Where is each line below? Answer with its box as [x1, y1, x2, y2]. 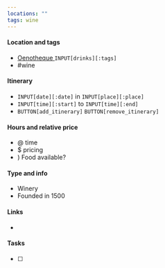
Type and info [7, 169, 48, 177]
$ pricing [17, 146, 44, 154]
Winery [17, 185, 38, 193]
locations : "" [7, 10, 49, 17]
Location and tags [7, 38, 60, 47]
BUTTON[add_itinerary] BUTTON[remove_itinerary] [17, 108, 159, 115]
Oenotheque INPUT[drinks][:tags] [17, 53, 117, 62]
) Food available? [17, 153, 67, 162]
